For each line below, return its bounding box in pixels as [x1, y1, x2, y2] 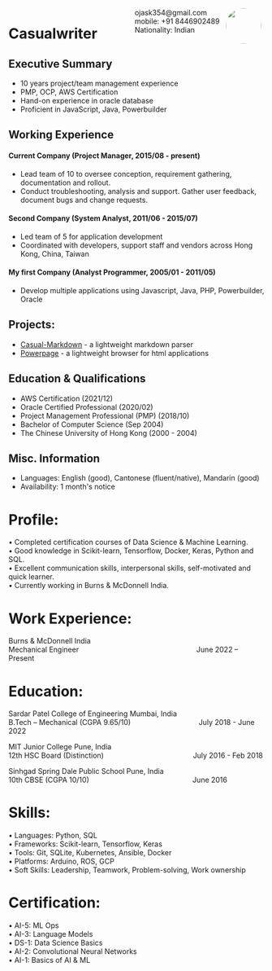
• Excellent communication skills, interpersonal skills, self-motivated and [8, 563, 252, 573]
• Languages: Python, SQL [8, 831, 97, 841]
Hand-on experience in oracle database [19, 96, 154, 105]
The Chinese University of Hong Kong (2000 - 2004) [19, 428, 197, 437]
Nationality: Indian [134, 25, 196, 34]
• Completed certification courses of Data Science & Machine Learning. [8, 538, 248, 547]
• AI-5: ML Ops [8, 920, 59, 930]
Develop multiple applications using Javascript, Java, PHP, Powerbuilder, [19, 286, 265, 295]
